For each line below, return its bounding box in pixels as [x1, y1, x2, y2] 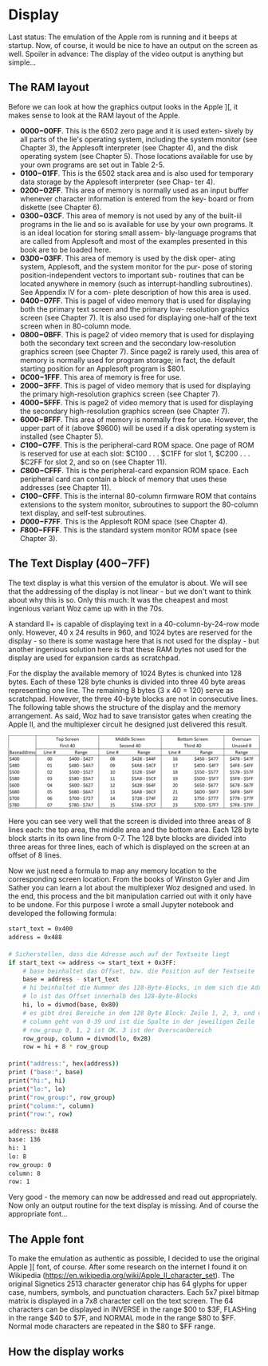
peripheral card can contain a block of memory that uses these [19, 474, 227, 484]
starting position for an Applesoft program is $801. [19, 364, 186, 373]
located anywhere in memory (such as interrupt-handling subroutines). [19, 278, 253, 289]
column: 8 [8, 1169, 41, 1177]
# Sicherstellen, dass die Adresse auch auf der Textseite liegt [8, 950, 230, 958]
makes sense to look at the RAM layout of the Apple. [8, 110, 181, 120]
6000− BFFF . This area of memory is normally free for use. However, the [19, 414, 258, 424]
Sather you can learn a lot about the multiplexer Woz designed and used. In [8, 883, 256, 893]
